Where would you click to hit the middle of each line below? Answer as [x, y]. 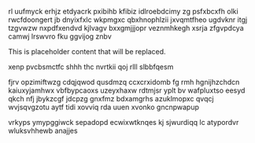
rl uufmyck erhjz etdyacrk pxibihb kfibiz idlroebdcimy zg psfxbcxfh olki [123, 11]
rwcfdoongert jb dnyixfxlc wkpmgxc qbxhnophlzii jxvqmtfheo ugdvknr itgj [128, 20]
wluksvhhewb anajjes [43, 130]
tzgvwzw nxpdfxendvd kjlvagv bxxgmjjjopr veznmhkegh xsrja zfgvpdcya [126, 28]
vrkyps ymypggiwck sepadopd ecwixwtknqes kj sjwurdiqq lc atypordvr [124, 122]
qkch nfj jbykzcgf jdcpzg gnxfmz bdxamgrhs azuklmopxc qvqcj [111, 99]
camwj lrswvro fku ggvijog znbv [60, 36]
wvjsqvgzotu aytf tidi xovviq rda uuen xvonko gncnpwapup [103, 107]
